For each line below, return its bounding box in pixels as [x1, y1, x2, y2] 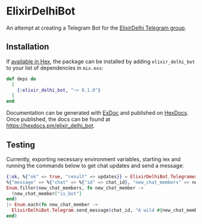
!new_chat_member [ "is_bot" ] [11, 190, 82, 197]
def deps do [6, 75, 36, 82]
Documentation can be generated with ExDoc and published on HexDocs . [6, 109, 189, 117]
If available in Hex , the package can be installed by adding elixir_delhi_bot [6, 57, 195, 65]
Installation [6, 42, 49, 52]
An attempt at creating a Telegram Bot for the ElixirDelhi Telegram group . [6, 24, 186, 31]
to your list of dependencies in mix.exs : [6, 64, 103, 71]
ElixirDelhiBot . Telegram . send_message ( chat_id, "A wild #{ [11, 207, 163, 214]
